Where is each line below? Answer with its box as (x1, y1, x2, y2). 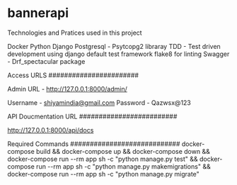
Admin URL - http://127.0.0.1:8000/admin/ (7, 84, 127, 93)
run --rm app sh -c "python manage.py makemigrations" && (36, 162, 211, 171)
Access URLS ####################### (7, 71, 139, 79)
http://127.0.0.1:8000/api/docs (7, 125, 94, 134)
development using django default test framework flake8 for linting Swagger (7, 50, 230, 58)
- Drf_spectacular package (7, 57, 86, 65)
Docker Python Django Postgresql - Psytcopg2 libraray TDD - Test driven (7, 42, 221, 50)
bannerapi (7, 5, 69, 21)
